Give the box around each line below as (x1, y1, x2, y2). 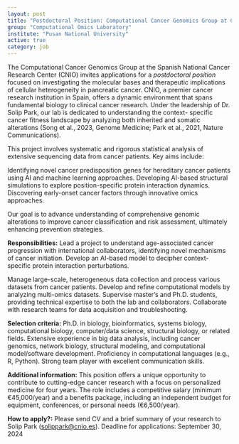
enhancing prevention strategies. (7, 225, 105, 233)
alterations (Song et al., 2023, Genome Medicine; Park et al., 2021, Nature (7, 124, 223, 131)
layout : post (7, 10, 46, 18)
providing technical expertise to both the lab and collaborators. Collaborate (7, 298, 228, 306)
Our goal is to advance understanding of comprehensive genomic (7, 210, 201, 218)
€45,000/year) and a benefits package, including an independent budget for (7, 394, 231, 401)
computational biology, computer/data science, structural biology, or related (7, 327, 230, 335)
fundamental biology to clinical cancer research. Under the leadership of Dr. (7, 101, 230, 109)
